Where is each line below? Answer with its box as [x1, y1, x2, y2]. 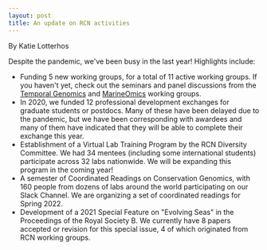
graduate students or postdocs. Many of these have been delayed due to [19, 105, 260, 115]
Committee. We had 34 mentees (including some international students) [19, 148, 257, 158]
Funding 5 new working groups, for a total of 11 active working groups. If [19, 72, 257, 81]
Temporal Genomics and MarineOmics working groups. [19, 88, 202, 98]
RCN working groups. [19, 232, 91, 242]
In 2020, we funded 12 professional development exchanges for [19, 97, 230, 107]
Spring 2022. [19, 198, 64, 208]
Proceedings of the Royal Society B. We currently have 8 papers [19, 216, 231, 225]
